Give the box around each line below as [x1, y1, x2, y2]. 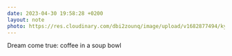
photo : [7, 23, 26, 29]
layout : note [7, 16, 45, 23]
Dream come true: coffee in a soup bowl [7, 42, 122, 50]
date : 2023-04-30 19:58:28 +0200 [7, 10, 104, 17]
